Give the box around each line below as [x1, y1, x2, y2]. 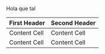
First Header [9, 19, 46, 27]
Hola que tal [6, 5, 36, 12]
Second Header [50, 19, 96, 27]
